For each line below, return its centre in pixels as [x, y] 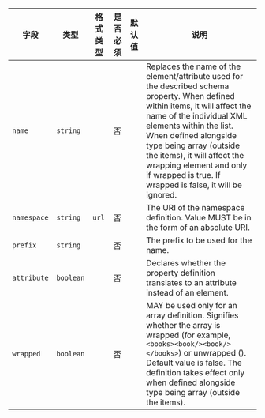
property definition [180, 273]
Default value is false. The [194, 363]
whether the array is [183, 325]
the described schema [187, 86]
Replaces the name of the [193, 66]
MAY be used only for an [192, 305]
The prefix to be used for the [199, 240]
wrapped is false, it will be [194, 185]
